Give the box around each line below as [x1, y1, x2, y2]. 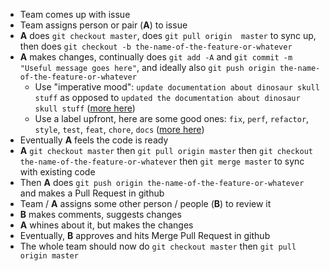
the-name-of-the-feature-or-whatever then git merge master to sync [19, 155, 305, 167]
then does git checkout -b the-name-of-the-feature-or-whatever [19, 40, 293, 52]
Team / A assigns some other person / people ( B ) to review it [19, 198, 272, 209]
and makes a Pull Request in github [19, 187, 165, 199]
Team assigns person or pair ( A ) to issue [19, 19, 188, 31]
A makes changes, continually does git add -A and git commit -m [19, 51, 293, 63]
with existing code [19, 166, 96, 178]
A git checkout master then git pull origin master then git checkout [19, 145, 313, 156]
